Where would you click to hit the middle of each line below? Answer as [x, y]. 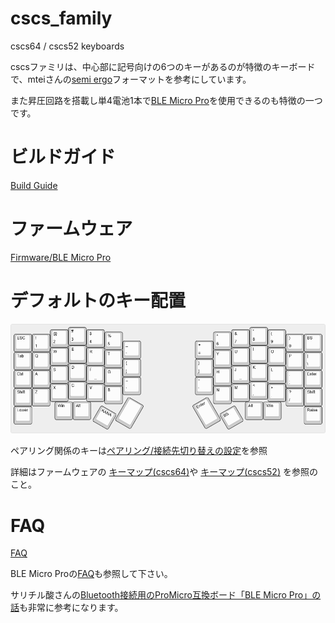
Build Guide [34, 185]
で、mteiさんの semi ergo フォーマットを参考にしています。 [131, 79]
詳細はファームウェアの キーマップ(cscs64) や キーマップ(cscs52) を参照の [164, 472]
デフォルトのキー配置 [98, 301]
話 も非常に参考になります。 [67, 608]
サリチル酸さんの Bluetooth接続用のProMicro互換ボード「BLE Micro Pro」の [166, 595]
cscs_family [61, 18]
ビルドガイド [63, 157]
